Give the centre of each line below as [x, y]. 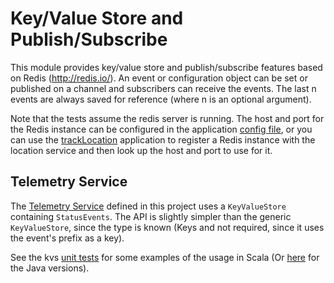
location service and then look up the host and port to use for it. [141, 150]
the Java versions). [50, 268]
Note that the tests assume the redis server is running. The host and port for [167, 118]
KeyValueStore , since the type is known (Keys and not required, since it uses [167, 227]
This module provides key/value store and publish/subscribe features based [166, 67]
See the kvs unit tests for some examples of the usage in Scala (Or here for [165, 257]
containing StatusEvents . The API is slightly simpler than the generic [151, 216]
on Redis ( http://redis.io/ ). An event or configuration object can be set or [159, 78]
